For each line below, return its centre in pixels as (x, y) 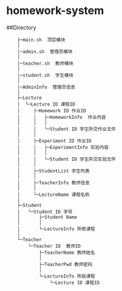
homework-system (55, 11)
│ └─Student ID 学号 (45, 212)
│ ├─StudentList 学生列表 (53, 171)
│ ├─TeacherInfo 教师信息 (53, 183)
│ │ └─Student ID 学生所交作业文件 (67, 129)
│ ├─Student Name (47, 217)
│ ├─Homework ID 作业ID (52, 110)
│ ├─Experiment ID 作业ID (55, 141)
